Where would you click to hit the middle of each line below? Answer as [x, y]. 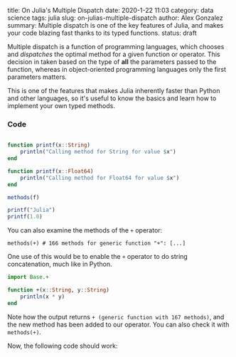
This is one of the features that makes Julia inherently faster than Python [114, 91]
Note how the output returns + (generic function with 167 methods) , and [116, 316]
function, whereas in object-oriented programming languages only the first [117, 69]
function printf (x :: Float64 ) [50, 171]
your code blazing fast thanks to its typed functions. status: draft [102, 33]
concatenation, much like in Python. [60, 264]
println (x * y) [43, 297]
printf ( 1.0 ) [25, 217]
